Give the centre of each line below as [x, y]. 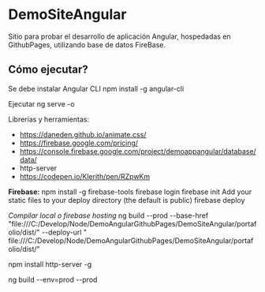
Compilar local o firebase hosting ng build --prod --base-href [108, 215]
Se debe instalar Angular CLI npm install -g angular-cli [96, 88]
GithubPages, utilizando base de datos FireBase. [87, 44]
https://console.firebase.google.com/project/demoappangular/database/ [138, 151]
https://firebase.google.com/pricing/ [79, 143]
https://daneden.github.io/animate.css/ [83, 134]
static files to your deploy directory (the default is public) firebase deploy [127, 200]
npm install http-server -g [50, 264]
